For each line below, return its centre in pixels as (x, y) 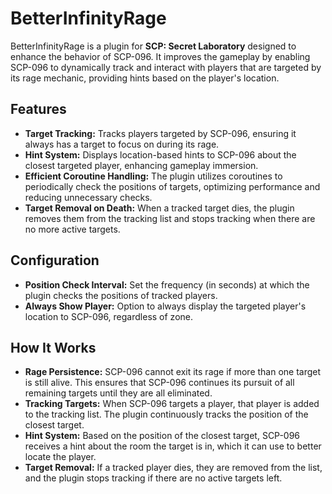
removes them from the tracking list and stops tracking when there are (170, 218)
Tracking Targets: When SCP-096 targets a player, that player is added (172, 404)
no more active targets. (72, 229)
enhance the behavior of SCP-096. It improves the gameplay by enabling (160, 56)
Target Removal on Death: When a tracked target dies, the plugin (159, 208)
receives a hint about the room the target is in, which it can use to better (173, 446)
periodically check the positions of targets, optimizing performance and (172, 186)
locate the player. (60, 457)
